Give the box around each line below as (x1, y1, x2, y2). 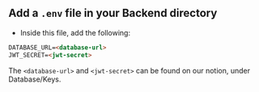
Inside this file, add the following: (19, 27, 131, 37)
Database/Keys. (8, 74, 62, 84)
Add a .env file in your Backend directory (8, 6, 218, 20)
